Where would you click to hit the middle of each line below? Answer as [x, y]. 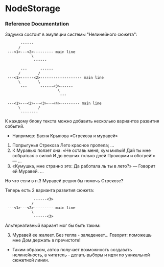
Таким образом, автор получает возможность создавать [72, 250]
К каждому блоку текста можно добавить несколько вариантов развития [82, 121]
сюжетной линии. [31, 260]
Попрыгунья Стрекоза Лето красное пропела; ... [63, 146]
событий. [15, 126]
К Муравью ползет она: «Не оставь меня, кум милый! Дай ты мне [81, 150]
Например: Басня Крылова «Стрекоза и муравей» [65, 136]
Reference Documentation [37, 24]
